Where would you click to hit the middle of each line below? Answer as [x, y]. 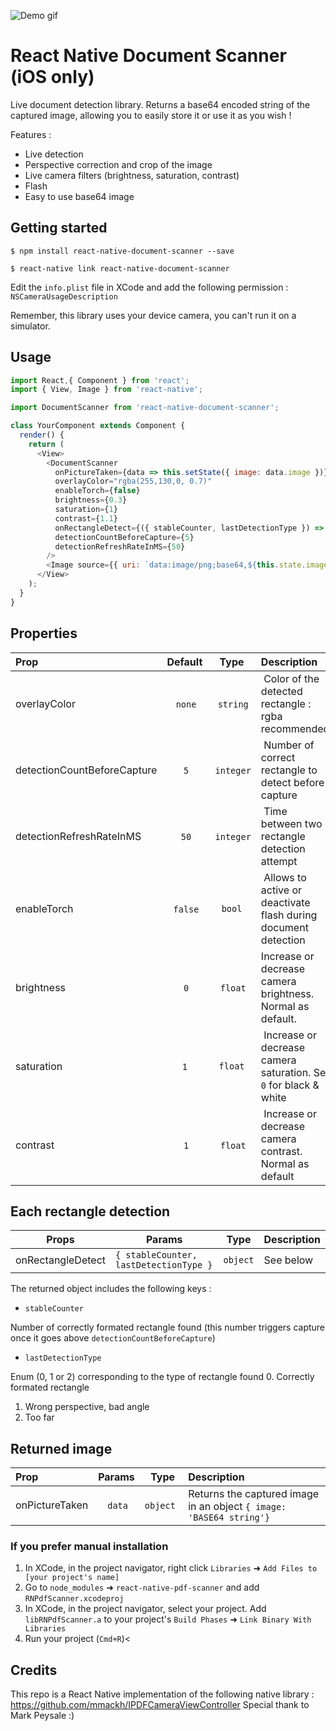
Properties [44, 633]
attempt [279, 861]
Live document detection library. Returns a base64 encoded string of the [160, 104]
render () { [42, 435]
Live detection [54, 154]
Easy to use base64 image [79, 196]
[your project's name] [72, 1578]
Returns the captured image [254, 1494]
